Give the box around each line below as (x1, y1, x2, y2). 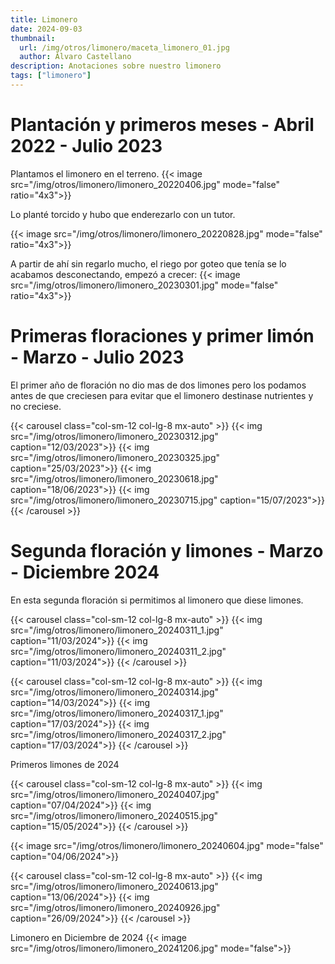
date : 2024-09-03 (10, 24, 83, 34)
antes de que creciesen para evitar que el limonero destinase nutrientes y (10, 389, 314, 401)
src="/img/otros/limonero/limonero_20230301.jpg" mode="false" (10, 279, 279, 291)
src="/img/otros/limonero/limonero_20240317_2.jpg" (10, 728, 227, 740)
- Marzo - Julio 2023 (10, 346, 185, 368)
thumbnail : (10, 33, 56, 43)
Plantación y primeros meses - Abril (10, 114, 315, 136)
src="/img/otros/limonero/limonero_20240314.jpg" (10, 686, 220, 698)
